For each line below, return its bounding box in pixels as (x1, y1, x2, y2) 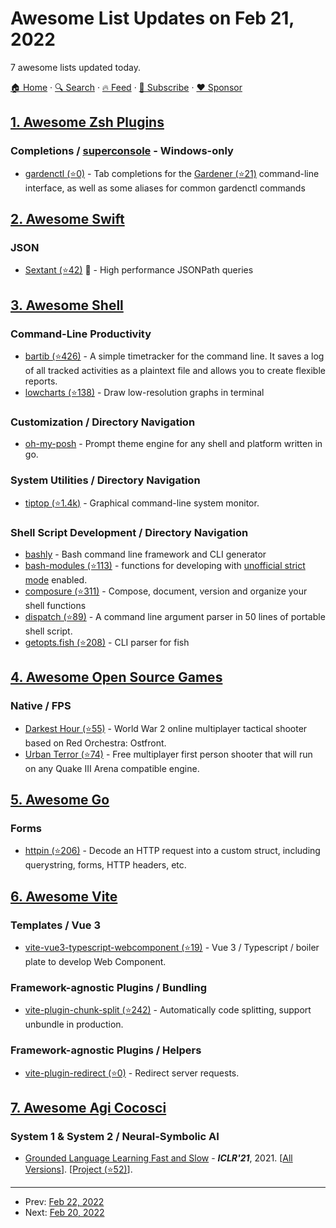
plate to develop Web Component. (24, 955, 167, 967)
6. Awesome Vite (10, 888, 118, 905)
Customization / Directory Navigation (10, 415, 196, 429)
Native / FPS (10, 699, 72, 713)
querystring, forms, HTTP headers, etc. (24, 859, 187, 871)
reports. (24, 375, 58, 387)
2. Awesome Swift (10, 211, 125, 228)
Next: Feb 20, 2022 (24, 1207, 105, 1219)
